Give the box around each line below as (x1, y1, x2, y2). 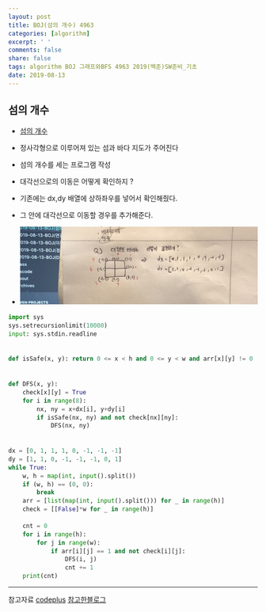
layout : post (8, 13, 51, 21)
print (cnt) (22, 572, 59, 580)
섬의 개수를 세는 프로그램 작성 (19, 159, 111, 169)
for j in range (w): (36, 538, 101, 546)
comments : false (8, 46, 62, 55)
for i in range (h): (22, 530, 87, 538)
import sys (8, 314, 44, 321)
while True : (8, 463, 47, 471)
